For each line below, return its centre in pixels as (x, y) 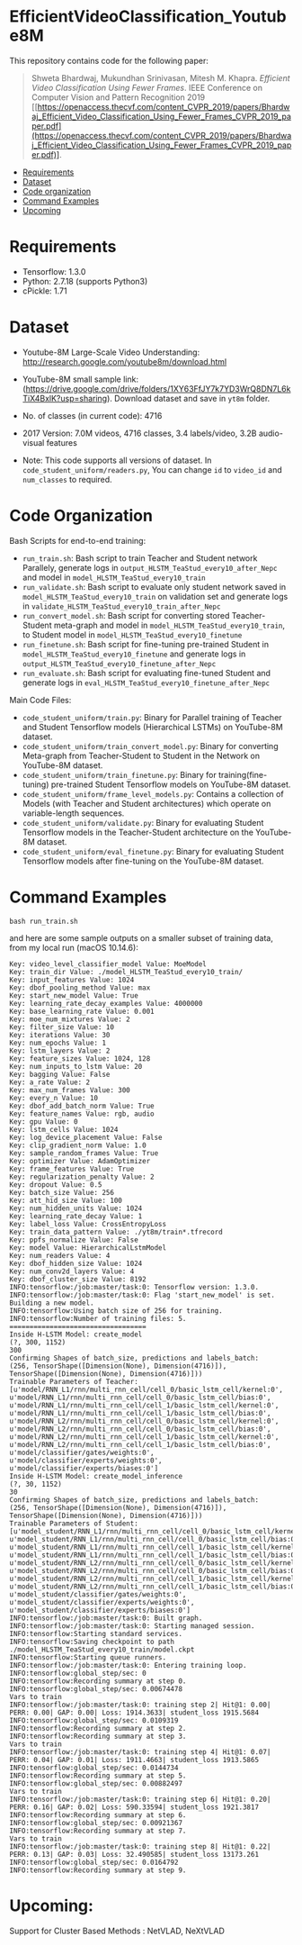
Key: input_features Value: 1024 (72, 980)
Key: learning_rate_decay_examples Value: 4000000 (106, 1003)
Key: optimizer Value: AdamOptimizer (80, 1161)
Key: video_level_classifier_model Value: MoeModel (108, 964)
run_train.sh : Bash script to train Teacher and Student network (140, 558)
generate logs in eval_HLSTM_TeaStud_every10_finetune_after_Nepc (146, 683)
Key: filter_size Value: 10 (62, 1027)
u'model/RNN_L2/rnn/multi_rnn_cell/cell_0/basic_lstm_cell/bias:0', (140, 1429)
